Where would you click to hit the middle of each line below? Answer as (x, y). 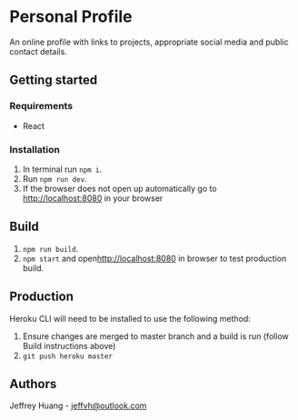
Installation (35, 149)
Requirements (41, 106)
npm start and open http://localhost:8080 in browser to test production (154, 258)
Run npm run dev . (55, 178)
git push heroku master (68, 356)
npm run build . (50, 248)
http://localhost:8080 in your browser (93, 198)
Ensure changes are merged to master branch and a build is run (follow (155, 336)
